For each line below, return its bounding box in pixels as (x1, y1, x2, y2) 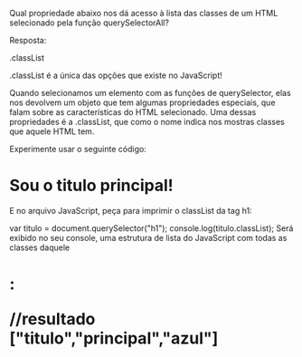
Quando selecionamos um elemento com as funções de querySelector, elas (9, 88, 291, 98)
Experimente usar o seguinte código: (9, 144, 146, 154)
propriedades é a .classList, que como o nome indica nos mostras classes (9, 117, 285, 127)
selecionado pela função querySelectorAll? (9, 17, 170, 28)
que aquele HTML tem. (9, 126, 95, 137)
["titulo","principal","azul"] (9, 328, 219, 349)
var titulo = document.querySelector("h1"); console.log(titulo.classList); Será (9, 222, 294, 234)
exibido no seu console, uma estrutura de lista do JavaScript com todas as (9, 232, 288, 243)
